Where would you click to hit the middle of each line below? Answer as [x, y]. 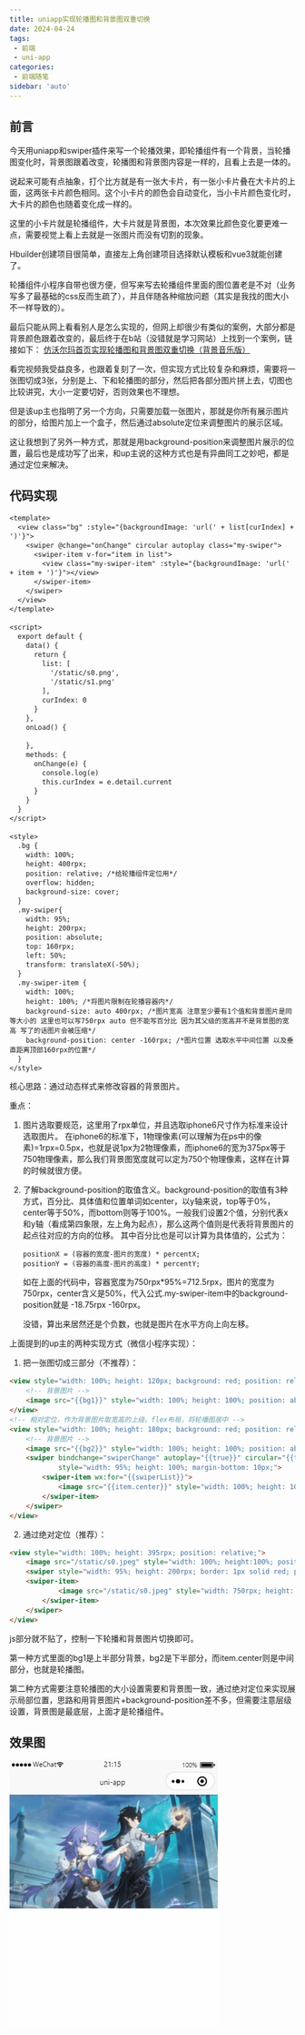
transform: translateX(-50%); [83, 965]
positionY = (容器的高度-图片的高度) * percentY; [111, 1264]
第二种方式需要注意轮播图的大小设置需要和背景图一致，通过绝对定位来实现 [148, 1688]
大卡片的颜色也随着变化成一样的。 [73, 204]
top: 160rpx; [50, 947]
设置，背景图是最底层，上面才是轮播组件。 [89, 1711]
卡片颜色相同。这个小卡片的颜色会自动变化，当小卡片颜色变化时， [172, 192]
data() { [42, 646]
